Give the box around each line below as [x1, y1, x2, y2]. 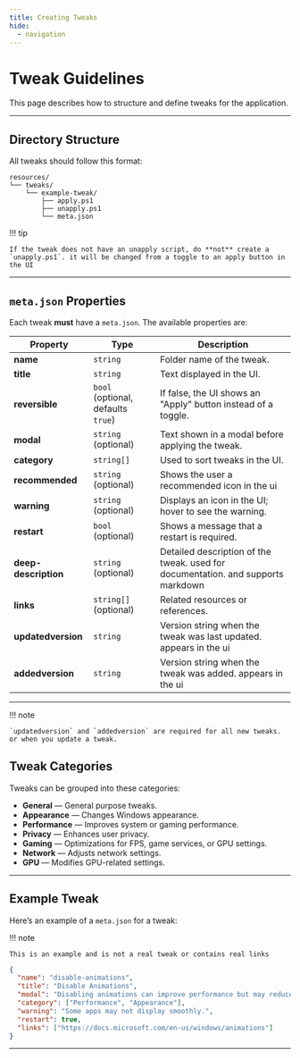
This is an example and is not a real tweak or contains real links [9, 949, 270, 959]
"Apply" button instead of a [159, 398, 274, 410]
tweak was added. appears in [159, 667, 283, 679]
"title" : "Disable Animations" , [17, 982, 138, 991]
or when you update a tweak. [9, 735, 118, 743]
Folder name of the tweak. [159, 353, 270, 365]
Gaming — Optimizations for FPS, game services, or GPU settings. [21, 837, 268, 849]
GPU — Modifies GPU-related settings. [21, 857, 165, 868]
